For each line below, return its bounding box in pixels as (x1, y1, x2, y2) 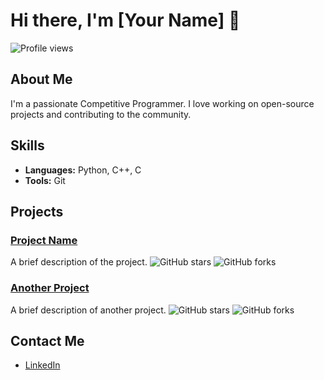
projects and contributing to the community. (10, 108, 192, 120)
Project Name (10, 233, 78, 247)
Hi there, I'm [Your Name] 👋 (10, 9, 241, 32)
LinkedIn (24, 359, 61, 371)
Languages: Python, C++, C (24, 164, 142, 176)
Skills (10, 137, 45, 154)
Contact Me (10, 332, 85, 349)
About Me (10, 71, 73, 88)
